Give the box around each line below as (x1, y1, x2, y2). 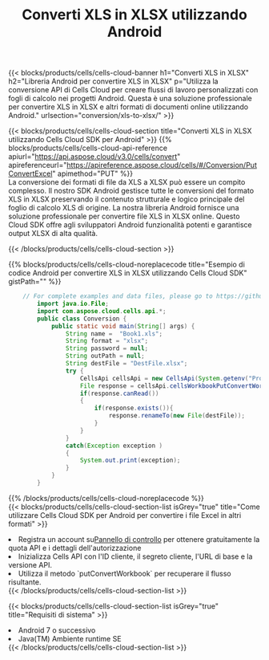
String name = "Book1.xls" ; (65, 329, 163, 338)
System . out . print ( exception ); (79, 456, 181, 465)
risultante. (8, 576, 42, 587)
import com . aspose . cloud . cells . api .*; (37, 307, 167, 315)
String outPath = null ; (65, 352, 146, 361)
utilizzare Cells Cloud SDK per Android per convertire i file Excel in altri (8, 510, 242, 519)
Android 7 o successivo (18, 625, 96, 635)
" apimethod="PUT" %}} (51, 169, 134, 178)
